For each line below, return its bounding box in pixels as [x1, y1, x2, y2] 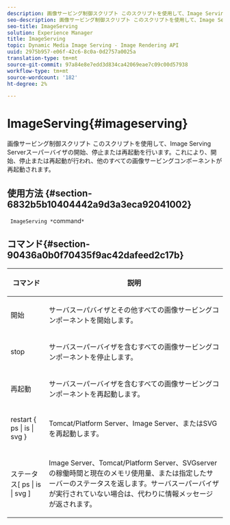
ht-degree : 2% [7, 80, 48, 87]
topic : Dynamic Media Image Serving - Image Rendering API [7, 42, 179, 49]
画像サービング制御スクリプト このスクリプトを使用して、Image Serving [7, 139, 212, 148]
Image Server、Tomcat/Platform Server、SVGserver [49, 458, 218, 467]
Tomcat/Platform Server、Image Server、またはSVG [49, 418, 218, 428]
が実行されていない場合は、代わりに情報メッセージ [49, 489, 214, 498]
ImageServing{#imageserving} [7, 116, 188, 131]
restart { [10, 414, 36, 424]
